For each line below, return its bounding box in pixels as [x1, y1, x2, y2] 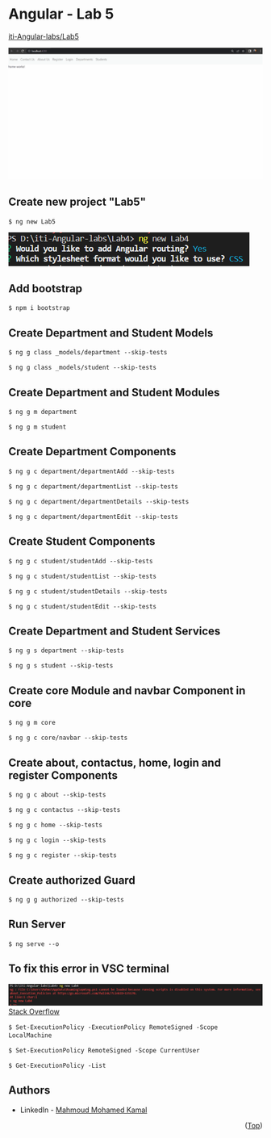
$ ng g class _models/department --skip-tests [8, 349, 168, 357]
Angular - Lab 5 [8, 5, 115, 23]
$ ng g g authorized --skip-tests [8, 895, 125, 904]
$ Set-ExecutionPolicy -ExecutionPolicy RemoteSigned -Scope [8, 1023, 219, 1031]
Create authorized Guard [8, 873, 135, 887]
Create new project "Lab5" [8, 195, 147, 209]
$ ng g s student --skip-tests [8, 662, 114, 670]
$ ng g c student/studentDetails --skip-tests [8, 587, 168, 596]
